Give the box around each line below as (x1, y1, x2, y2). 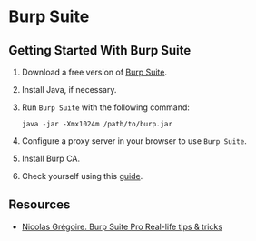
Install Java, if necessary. (21, 85, 117, 95)
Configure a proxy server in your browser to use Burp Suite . (21, 136, 247, 146)
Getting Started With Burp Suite (8, 43, 192, 58)
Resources (8, 197, 71, 213)
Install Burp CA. (21, 153, 81, 164)
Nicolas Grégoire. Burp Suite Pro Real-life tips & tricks (21, 221, 223, 232)
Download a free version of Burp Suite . (21, 66, 168, 77)
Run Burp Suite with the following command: (21, 102, 190, 113)
